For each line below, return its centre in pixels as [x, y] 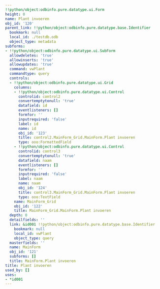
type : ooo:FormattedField [45, 142]
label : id [28, 124]
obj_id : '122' [28, 206]
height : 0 [15, 14]
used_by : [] [17, 270]
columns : [23, 87]
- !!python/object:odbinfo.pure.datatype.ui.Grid [61, 83]
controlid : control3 [39, 151]
